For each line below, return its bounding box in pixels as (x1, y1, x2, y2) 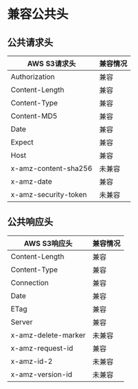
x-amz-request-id (10, 343, 73, 353)
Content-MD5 (10, 111, 58, 121)
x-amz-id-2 (10, 356, 53, 366)
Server (10, 317, 33, 327)
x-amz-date (10, 177, 52, 186)
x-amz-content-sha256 (10, 163, 93, 173)
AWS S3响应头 (24, 238, 73, 248)
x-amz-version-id (10, 369, 72, 379)
